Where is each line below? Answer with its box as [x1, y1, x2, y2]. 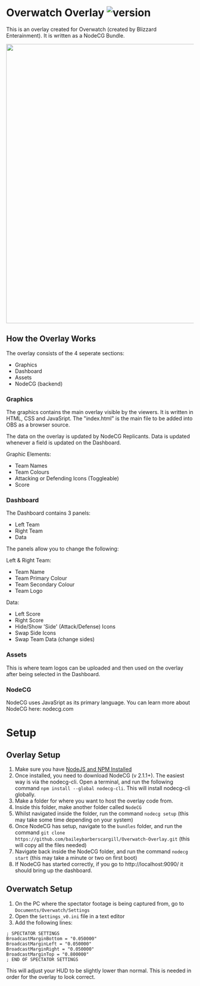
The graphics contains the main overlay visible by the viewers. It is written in [6, 409, 193, 416]
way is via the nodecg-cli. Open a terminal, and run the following [14, 778, 174, 785]
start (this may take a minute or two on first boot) [14, 854, 137, 861]
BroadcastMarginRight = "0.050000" [6, 946, 95, 952]
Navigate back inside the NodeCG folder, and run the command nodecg [14, 848, 189, 855]
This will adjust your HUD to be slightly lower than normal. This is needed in [6, 967, 192, 974]
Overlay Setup [6, 749, 61, 760]
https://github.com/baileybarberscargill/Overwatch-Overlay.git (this [14, 835, 190, 842]
